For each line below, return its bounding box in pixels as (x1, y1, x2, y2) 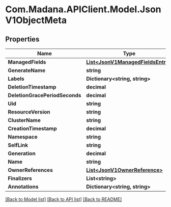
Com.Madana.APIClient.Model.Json (5, 4, 161, 15)
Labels (8, 75, 24, 82)
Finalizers (8, 175, 32, 182)
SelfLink (8, 142, 28, 149)
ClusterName (8, 117, 41, 124)
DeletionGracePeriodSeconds (8, 92, 81, 99)
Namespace (8, 133, 38, 140)
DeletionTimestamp (8, 83, 56, 90)
